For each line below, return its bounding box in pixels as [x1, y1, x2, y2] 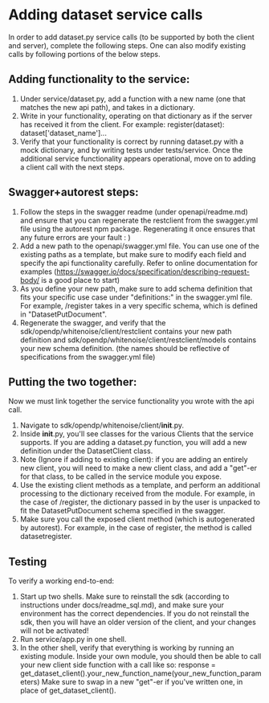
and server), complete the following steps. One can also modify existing [8, 40, 247, 50]
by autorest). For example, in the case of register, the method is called [19, 523, 252, 533]
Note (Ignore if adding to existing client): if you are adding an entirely [19, 455, 248, 464]
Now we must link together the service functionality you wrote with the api [8, 396, 255, 407]
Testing [8, 554, 47, 568]
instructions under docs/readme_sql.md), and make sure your [19, 600, 225, 610]
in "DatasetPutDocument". [19, 309, 107, 319]
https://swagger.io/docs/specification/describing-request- [55, 267, 251, 276]
